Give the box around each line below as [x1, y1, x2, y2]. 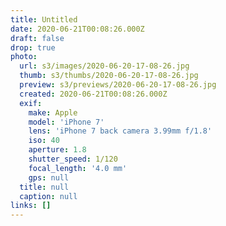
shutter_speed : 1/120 [28, 154, 118, 164]
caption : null [19, 191, 78, 201]
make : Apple [28, 107, 78, 118]
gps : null [28, 172, 70, 183]
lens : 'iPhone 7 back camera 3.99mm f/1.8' [28, 126, 213, 136]
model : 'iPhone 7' [28, 117, 105, 127]
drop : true [10, 42, 56, 53]
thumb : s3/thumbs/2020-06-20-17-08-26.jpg [19, 71, 199, 81]
